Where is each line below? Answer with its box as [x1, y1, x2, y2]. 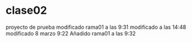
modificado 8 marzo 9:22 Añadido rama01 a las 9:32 [5, 29, 136, 37]
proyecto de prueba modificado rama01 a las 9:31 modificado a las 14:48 [5, 23, 187, 31]
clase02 [5, 4, 48, 17]
